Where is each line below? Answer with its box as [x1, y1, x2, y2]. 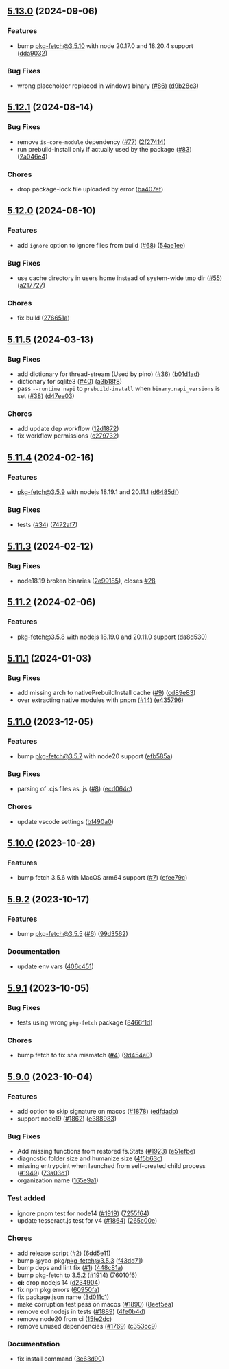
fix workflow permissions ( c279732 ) [16, 432, 119, 440]
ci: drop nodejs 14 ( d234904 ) [16, 1278, 101, 1286]
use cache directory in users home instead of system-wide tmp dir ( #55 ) [16, 274, 223, 282]
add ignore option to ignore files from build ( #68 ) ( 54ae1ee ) [16, 241, 186, 249]
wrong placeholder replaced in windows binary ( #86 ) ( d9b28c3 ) [16, 82, 199, 90]
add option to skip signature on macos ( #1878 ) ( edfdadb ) [16, 1107, 178, 1115]
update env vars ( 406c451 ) [16, 962, 94, 970]
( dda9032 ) [16, 49, 48, 57]
